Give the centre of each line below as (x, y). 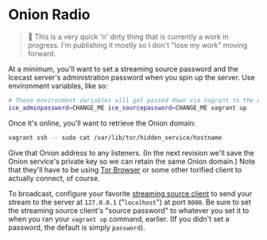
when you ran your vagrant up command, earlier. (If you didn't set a (119, 219)
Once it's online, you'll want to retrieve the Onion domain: (102, 123)
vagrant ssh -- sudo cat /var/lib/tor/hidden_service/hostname (115, 137)
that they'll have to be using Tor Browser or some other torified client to (125, 169)
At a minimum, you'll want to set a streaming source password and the (123, 68)
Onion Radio (49, 15)
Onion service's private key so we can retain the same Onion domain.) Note (132, 161)
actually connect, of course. (54, 178)
